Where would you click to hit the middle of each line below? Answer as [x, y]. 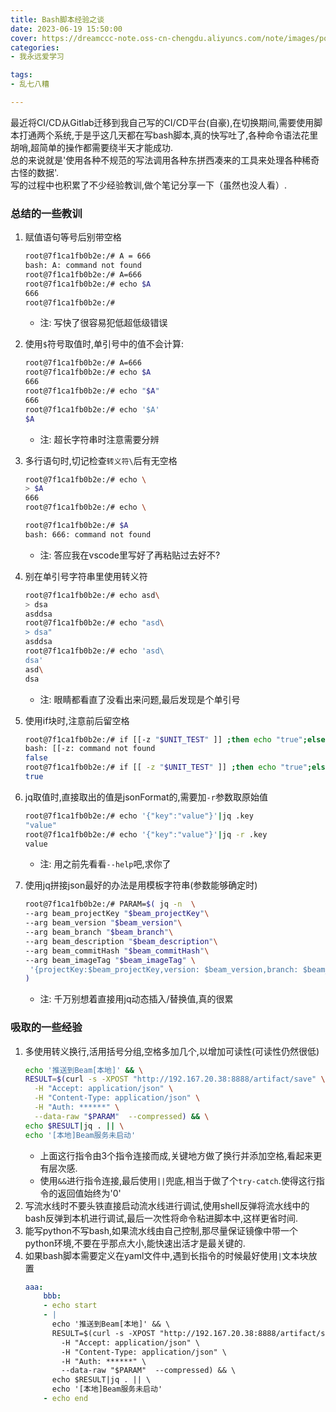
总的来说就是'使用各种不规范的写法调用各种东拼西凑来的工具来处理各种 [156, 160]
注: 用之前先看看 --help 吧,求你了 [105, 864]
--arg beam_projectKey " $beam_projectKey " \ [117, 914]
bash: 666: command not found [88, 534]
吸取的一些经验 [46, 1028]
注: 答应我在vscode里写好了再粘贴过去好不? [130, 555]
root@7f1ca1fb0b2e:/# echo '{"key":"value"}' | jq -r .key [146, 834]
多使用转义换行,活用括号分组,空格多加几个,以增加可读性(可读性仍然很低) [172, 1051]
